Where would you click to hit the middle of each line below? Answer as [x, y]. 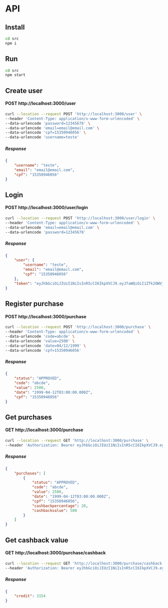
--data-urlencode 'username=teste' [42, 137]
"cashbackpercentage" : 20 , [60, 506]
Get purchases [28, 417]
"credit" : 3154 [30, 596]
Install [15, 27]
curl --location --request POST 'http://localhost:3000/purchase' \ [78, 327]
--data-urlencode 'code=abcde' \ [40, 336]
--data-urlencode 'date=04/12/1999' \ [45, 346]
